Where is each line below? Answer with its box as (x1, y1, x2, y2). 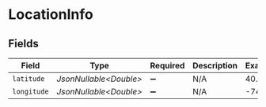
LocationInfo (8, 6, 93, 24)
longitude (12, 87, 49, 96)
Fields (8, 37, 40, 50)
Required (150, 61, 185, 71)
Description (192, 61, 237, 71)
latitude (12, 75, 45, 83)
